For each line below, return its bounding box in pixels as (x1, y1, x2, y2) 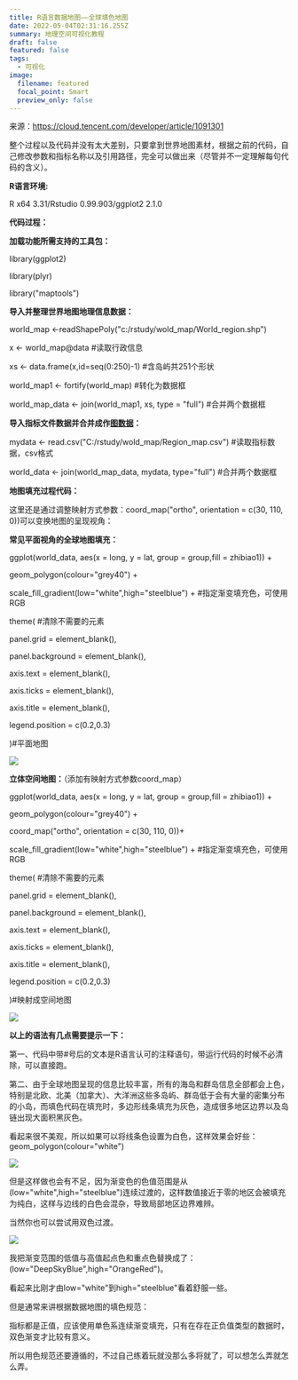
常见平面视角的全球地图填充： (9, 535, 118, 545)
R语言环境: (9, 181, 49, 192)
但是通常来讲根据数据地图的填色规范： (9, 1302, 149, 1313)
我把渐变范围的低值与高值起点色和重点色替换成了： (9, 1253, 196, 1264)
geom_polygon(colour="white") (9, 1141, 125, 1152)
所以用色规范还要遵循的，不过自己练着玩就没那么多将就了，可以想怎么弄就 (9, 1351, 281, 1361)
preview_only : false (17, 95, 93, 105)
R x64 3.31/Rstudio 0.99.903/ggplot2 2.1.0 (9, 199, 162, 210)
